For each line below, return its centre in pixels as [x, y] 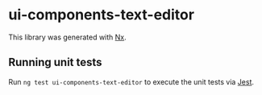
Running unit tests [55, 62]
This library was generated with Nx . [67, 37]
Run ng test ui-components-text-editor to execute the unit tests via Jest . [131, 81]
